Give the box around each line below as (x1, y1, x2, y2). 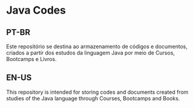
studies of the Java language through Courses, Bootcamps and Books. (6, 94, 180, 101)
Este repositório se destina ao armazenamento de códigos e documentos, (6, 43, 188, 50)
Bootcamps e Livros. (6, 56, 57, 62)
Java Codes (6, 4, 66, 17)
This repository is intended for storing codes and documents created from (6, 88, 189, 96)
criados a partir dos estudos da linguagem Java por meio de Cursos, (6, 49, 175, 56)
